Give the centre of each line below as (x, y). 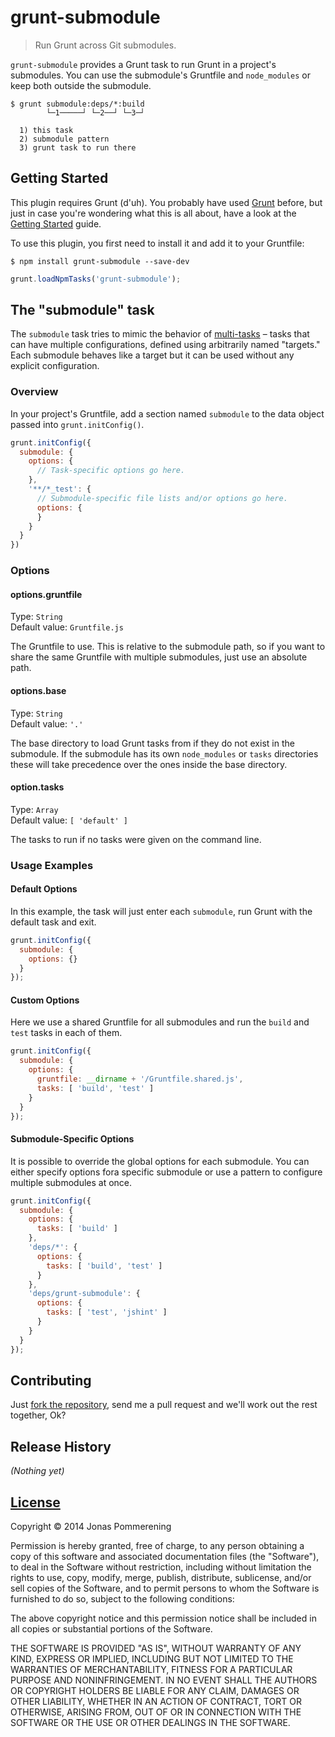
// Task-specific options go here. (111, 471)
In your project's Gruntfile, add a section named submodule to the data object (167, 413)
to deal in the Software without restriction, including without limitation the (161, 1567)
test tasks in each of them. (66, 1033)
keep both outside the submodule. (81, 85)
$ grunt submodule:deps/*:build (77, 104)
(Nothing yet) (37, 1471)
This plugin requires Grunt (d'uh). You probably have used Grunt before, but (166, 202)
